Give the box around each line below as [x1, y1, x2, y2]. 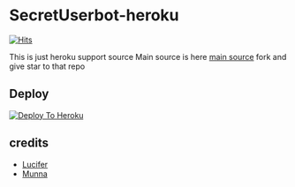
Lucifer [21, 159, 49, 169]
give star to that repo [9, 61, 86, 71]
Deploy [9, 86, 49, 101]
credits [9, 136, 49, 151]
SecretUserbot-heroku [9, 5, 179, 26]
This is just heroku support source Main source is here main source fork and [9, 51, 287, 62]
